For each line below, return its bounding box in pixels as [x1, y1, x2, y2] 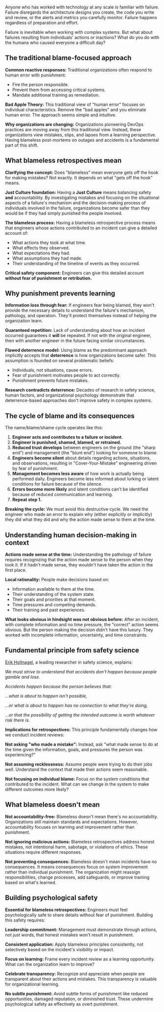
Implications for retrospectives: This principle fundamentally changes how [5, 726, 158, 732]
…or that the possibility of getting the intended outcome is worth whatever [5, 712, 155, 717]
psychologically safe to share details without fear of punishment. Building [5, 912, 153, 918]
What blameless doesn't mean [5, 801, 100, 809]
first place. [5, 567, 27, 573]
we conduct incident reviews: [5, 732, 65, 738]
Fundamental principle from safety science [5, 646, 140, 655]
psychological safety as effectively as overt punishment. [5, 1001, 119, 1007]
